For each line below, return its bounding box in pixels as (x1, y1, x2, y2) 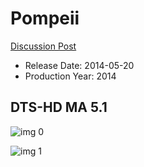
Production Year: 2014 (24, 70, 117, 82)
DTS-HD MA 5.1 (10, 99, 108, 116)
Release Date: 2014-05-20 (24, 59, 135, 71)
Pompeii (10, 7, 80, 30)
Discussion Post (10, 40, 77, 52)
